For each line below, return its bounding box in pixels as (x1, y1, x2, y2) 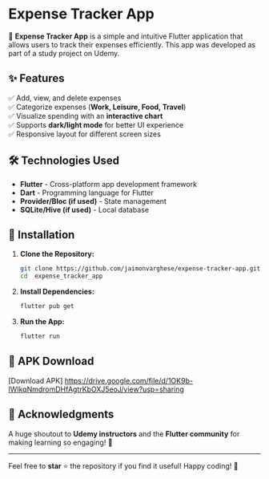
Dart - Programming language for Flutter (19, 188, 154, 197)
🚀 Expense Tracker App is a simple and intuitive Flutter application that (8, 31, 243, 41)
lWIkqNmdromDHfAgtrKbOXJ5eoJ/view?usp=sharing (8, 384, 184, 394)
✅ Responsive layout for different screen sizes (8, 129, 162, 139)
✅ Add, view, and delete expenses (8, 93, 122, 103)
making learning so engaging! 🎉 (8, 437, 114, 447)
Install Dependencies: (19, 286, 94, 297)
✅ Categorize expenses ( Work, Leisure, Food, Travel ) (8, 102, 187, 112)
